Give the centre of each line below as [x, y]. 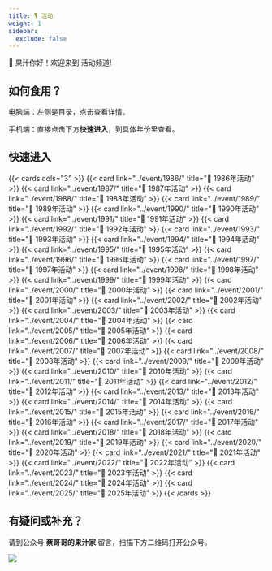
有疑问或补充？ [46, 521]
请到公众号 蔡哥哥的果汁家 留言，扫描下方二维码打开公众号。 [110, 542]
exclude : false [41, 39]
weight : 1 [25, 24]
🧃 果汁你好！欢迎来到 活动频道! [60, 63]
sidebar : [23, 31]
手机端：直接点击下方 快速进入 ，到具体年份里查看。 [94, 129]
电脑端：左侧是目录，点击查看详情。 [69, 112]
